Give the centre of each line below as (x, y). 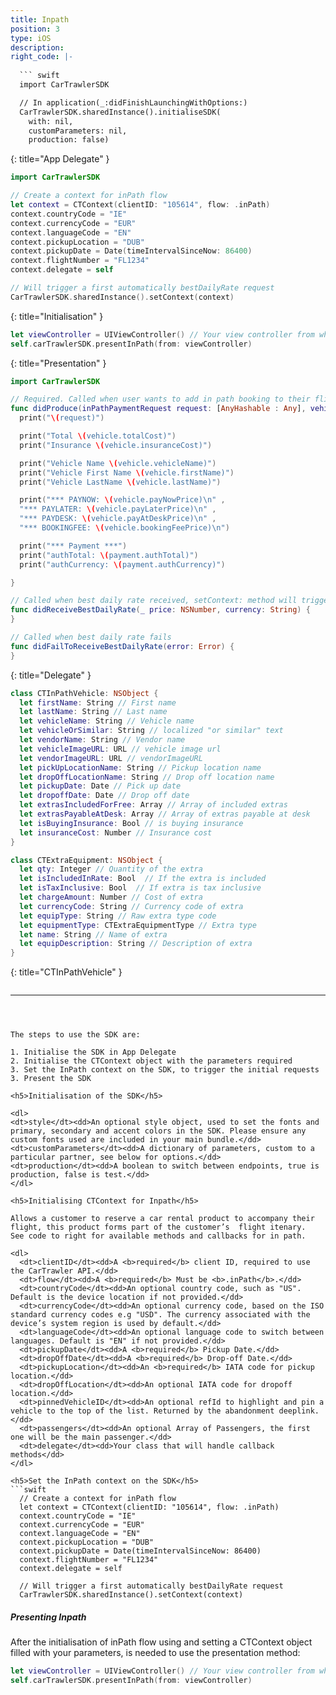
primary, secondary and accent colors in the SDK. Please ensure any (158, 1131)
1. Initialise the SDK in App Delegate (93, 1052)
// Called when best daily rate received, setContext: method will (154, 601)
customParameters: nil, (78, 131)
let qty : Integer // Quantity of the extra (111, 869)
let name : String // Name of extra (93, 934)
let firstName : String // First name (98, 702)
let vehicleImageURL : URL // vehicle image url (120, 749)
